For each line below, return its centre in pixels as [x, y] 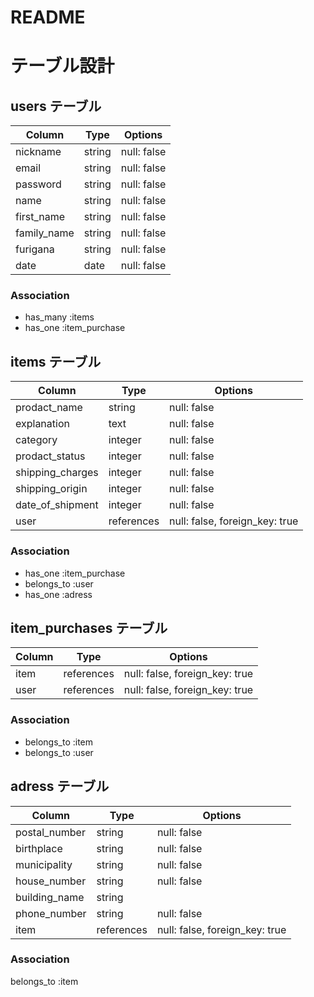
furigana [35, 249]
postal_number [50, 832]
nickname [38, 152]
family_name [45, 233]
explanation [42, 424]
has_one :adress [58, 594]
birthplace [39, 848]
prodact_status [50, 456]
